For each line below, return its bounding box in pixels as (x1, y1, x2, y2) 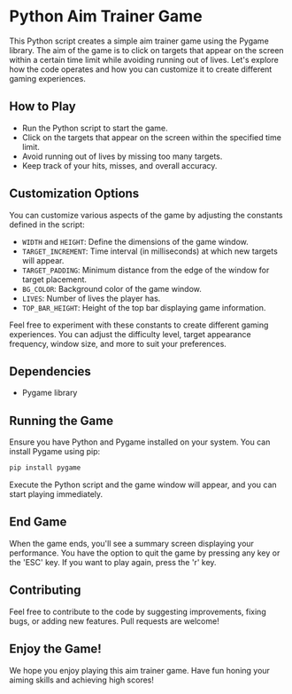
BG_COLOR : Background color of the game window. (21, 283, 202, 294)
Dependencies (9, 364, 91, 379)
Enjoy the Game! (9, 642, 102, 657)
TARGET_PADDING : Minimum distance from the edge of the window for (21, 264, 270, 275)
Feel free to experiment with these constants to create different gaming (9, 319, 269, 330)
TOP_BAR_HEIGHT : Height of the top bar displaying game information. (21, 302, 266, 312)
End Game (9, 515, 67, 530)
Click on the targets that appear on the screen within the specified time (21, 131, 281, 143)
